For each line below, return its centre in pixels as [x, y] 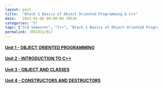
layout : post [18, 9]
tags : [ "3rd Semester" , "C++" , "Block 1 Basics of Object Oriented [75, 28]
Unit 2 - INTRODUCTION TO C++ [38, 59]
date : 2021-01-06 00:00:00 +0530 [41, 18]
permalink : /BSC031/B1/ [29, 32]
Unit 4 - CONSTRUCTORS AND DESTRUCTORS [53, 81]
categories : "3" [21, 23]
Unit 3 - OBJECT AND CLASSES [37, 69]
